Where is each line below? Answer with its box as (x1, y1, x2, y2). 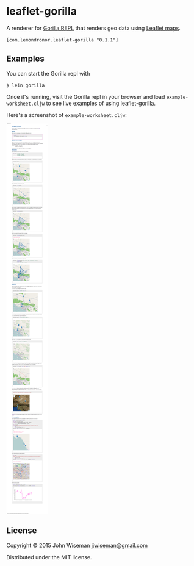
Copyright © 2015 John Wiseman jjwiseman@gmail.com (6, 542, 148, 549)
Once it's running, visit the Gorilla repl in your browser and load (6, 93, 165, 100)
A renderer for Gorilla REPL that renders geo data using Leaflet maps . (6, 24, 181, 32)
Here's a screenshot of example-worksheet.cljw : (6, 111, 127, 118)
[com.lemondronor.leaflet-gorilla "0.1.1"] (6, 37, 119, 43)
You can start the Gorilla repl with (6, 70, 90, 77)
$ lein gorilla (6, 82, 45, 88)
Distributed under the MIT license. (6, 553, 92, 561)
